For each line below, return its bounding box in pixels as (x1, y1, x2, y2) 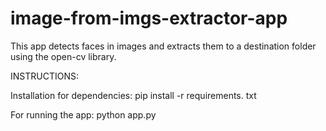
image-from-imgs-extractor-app (10, 7, 288, 30)
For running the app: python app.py (10, 108, 157, 121)
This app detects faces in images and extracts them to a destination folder (10, 40, 317, 52)
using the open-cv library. (10, 50, 117, 62)
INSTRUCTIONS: (10, 70, 79, 82)
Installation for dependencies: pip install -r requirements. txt (10, 89, 257, 101)
